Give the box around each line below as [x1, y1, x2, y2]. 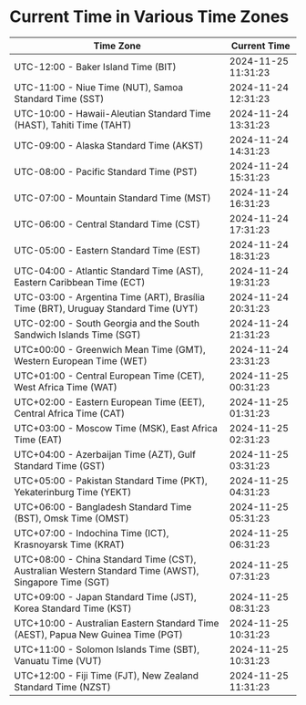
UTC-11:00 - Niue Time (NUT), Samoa [14, 80, 184, 93]
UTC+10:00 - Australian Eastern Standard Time [14, 617, 219, 629]
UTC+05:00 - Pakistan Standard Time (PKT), [14, 474, 208, 487]
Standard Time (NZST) [14, 680, 111, 693]
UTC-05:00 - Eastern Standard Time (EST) [14, 244, 201, 256]
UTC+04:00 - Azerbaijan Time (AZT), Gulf [14, 448, 196, 461]
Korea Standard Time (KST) [14, 602, 132, 615]
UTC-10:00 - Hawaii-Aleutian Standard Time [14, 107, 211, 119]
